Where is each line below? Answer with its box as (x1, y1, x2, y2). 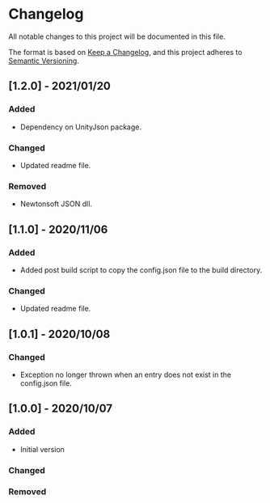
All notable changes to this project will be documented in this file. (8, 32, 226, 41)
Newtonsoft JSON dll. (19, 199, 93, 209)
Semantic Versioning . (8, 56, 79, 66)
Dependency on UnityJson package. (19, 122, 142, 132)
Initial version (19, 444, 65, 454)
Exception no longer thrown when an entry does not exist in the (19, 370, 232, 379)
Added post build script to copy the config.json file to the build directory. (19, 264, 263, 275)
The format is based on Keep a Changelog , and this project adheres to (8, 47, 243, 57)
